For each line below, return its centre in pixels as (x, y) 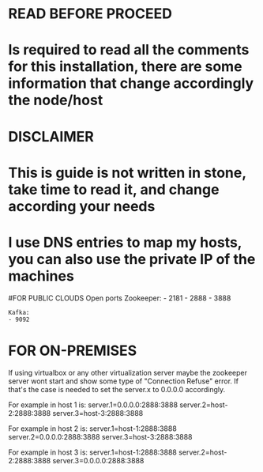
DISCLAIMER (51, 136)
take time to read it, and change (114, 189)
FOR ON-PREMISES (73, 351)
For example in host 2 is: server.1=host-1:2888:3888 (93, 429)
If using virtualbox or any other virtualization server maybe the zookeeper (128, 372)
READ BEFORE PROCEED (90, 14)
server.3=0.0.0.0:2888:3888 (98, 460)
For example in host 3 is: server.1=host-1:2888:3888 (93, 452)
